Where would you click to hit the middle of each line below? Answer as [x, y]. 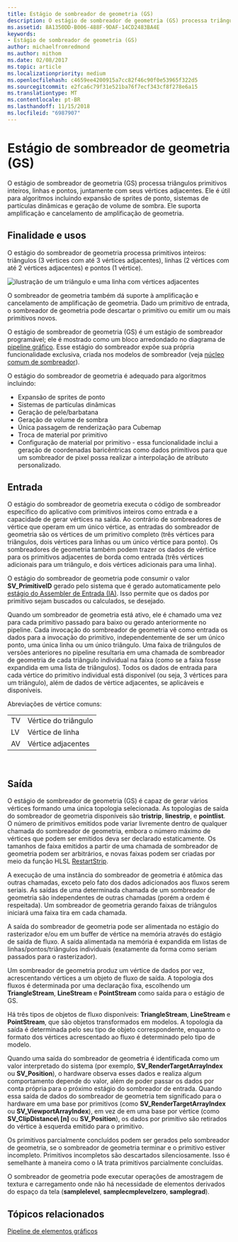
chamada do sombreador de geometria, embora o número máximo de [109, 831]
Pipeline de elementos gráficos [52, 1231]
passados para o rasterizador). [52, 957]
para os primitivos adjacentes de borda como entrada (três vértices [106, 557]
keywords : [22, 34]
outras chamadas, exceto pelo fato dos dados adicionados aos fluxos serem [119, 882]
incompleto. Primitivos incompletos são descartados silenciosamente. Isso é [119, 1155]
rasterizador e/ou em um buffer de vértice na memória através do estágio [114, 934]
